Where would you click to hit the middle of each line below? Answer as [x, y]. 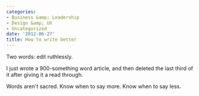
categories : [21, 12]
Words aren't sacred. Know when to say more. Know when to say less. [94, 86]
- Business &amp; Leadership [43, 17]
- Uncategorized [27, 28]
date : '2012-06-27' [31, 34]
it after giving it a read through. [45, 75]
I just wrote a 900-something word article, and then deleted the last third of [100, 68]
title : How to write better [42, 40]
